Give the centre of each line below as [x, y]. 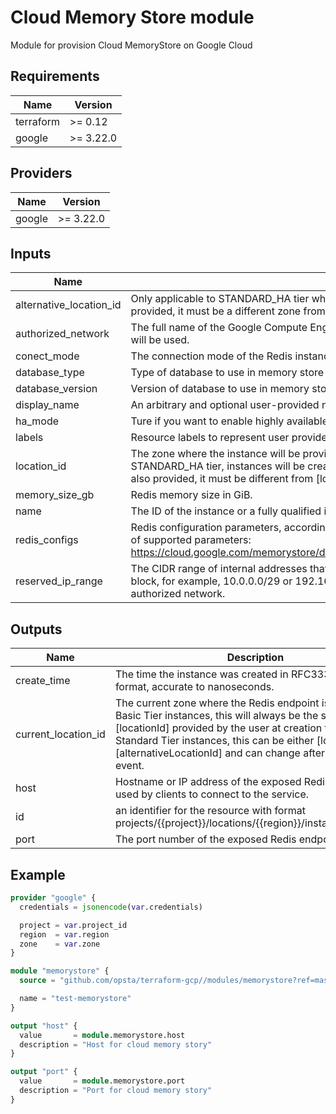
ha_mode [37, 421]
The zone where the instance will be [215, 454]
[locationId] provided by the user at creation [218, 728]
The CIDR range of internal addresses [219, 569]
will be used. [160, 340]
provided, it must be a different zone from [228, 311]
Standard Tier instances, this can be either [214, 741]
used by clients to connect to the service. [212, 794]
